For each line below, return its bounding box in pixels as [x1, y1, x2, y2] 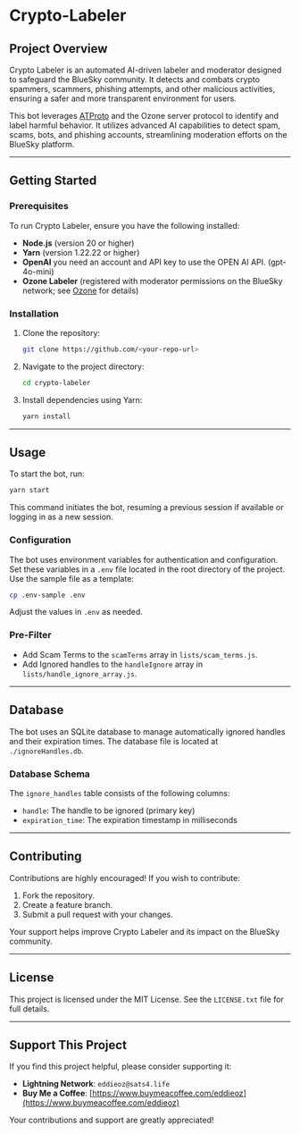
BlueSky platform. [9, 139, 75, 149]
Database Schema [9, 768, 91, 780]
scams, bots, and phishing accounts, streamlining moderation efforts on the [9, 130, 287, 139]
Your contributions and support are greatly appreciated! [9, 1114, 214, 1126]
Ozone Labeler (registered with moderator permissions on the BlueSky [21, 275, 283, 286]
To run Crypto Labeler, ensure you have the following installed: [9, 220, 240, 231]
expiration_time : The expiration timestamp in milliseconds [21, 814, 238, 825]
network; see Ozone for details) [21, 285, 139, 296]
